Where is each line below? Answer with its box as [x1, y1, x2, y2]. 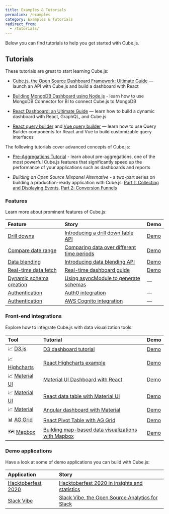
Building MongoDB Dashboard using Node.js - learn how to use [12, 93, 144, 99]
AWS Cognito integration [64, 297, 123, 304]
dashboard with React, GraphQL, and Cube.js [12, 113, 107, 119]
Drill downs [8, 233, 34, 240]
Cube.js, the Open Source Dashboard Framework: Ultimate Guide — [12, 78, 153, 84]
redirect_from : [5, 21, 37, 27]
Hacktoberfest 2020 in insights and [58, 479, 143, 486]
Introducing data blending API [64, 259, 135, 266]
